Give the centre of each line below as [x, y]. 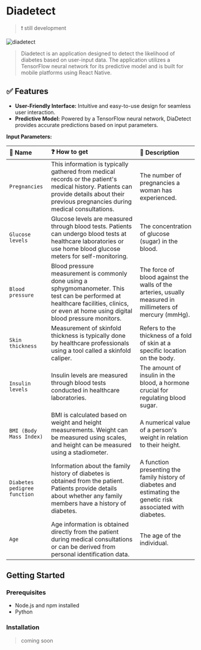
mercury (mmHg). [165, 315]
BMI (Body [23, 430]
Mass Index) [26, 436]
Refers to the [158, 328]
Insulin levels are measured [89, 375]
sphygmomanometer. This [88, 288]
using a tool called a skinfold [91, 350]
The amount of [160, 368]
